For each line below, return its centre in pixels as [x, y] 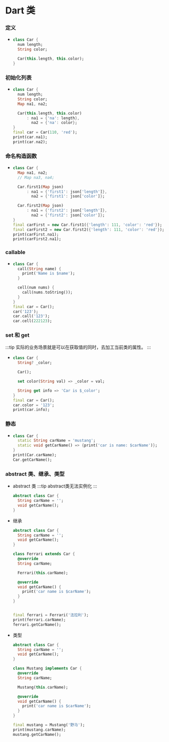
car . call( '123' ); [31, 316]
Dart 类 [20, 11]
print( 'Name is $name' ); [49, 274]
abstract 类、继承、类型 [35, 474]
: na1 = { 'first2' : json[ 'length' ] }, [67, 211]
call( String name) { [39, 269]
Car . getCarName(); [32, 460]
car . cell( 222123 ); [32, 321]
